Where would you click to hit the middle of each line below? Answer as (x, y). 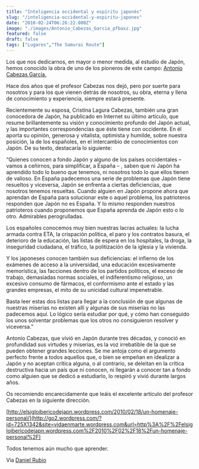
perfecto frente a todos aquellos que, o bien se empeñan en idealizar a (93, 357)
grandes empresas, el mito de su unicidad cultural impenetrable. (85, 289)
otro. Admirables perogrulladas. (45, 216)
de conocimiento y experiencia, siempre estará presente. (76, 98)
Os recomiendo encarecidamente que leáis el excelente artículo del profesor (100, 394)
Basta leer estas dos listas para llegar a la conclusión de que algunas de (94, 301)
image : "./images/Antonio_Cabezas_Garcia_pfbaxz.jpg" (74, 28)
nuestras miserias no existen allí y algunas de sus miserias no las (86, 307)
